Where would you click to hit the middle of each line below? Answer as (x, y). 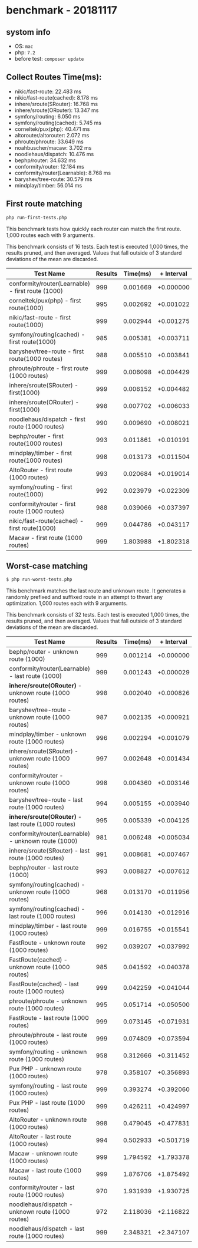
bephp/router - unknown (44, 652)
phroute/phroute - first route (49, 368)
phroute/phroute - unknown (48, 1001)
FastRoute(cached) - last (44, 984)
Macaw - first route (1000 (46, 538)
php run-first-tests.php (37, 218)
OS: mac (24, 46)
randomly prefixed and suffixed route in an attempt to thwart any (85, 597)
